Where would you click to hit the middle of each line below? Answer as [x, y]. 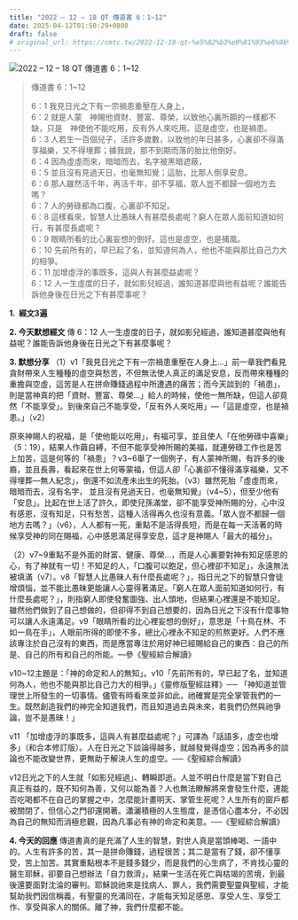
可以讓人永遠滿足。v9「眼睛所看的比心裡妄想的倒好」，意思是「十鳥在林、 [144, 621]
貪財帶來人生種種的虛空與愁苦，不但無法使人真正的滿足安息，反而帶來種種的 [149, 373]
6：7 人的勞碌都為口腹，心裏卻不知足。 [103, 206]
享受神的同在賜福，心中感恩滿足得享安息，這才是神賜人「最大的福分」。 [147, 536]
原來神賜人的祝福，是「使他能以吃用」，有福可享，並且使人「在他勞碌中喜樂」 [149, 436]
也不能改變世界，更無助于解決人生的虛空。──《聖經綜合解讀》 [131, 759]
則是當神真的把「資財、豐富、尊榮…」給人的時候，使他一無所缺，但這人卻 [145, 395]
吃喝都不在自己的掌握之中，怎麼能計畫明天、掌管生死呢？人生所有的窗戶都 [153, 799]
